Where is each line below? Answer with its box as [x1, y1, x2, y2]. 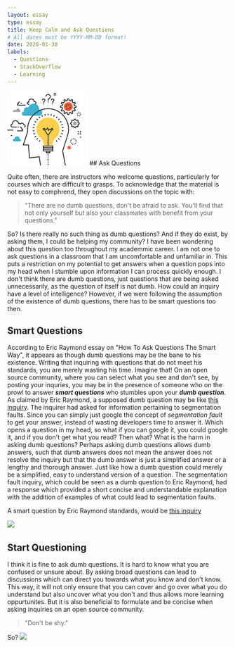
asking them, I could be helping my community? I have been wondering [7, 237, 214, 246]
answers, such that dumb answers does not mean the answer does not [7, 448, 213, 457]
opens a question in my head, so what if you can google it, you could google [7, 426, 228, 434]
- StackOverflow [13, 63, 61, 70]
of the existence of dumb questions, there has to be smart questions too [7, 296, 216, 306]
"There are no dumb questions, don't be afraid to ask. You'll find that [24, 201, 223, 209]
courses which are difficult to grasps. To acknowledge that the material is [7, 180, 220, 188]
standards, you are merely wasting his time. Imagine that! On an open [7, 366, 208, 375]
